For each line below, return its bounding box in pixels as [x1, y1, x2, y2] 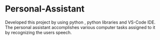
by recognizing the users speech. [5, 29, 72, 35]
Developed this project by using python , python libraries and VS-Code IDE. [5, 19, 156, 25]
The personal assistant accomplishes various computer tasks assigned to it [5, 24, 156, 30]
